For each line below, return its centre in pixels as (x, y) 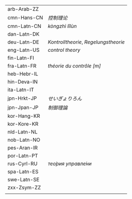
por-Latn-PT (23, 156)
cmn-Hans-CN (25, 18)
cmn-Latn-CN (24, 26)
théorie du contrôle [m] (74, 66)
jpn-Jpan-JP (23, 107)
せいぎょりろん (65, 99)
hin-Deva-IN (23, 82)
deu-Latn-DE (23, 42)
